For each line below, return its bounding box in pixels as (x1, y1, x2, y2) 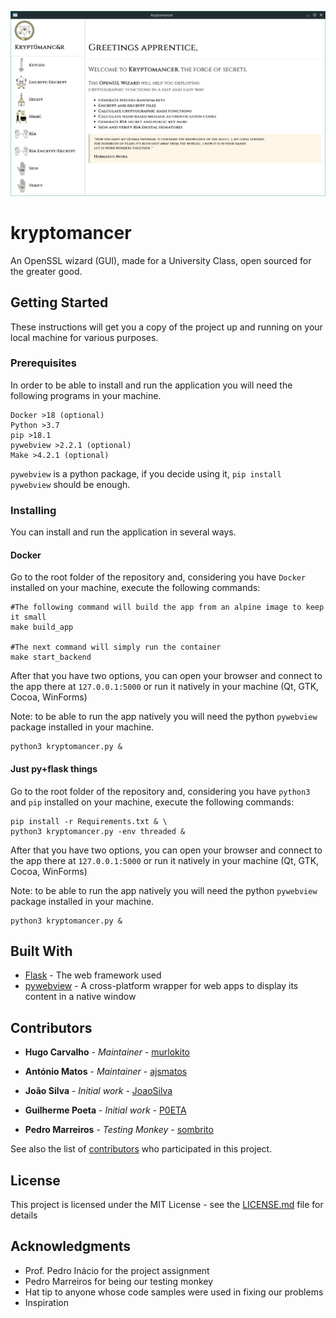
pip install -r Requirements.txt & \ (10, 816, 168, 826)
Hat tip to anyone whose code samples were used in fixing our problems (24, 1286, 324, 1298)
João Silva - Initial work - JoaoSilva (24, 1085, 173, 1097)
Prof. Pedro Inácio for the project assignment (24, 1264, 210, 1276)
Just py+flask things (10, 762, 98, 775)
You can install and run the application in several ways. (10, 526, 237, 538)
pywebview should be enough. (10, 478, 131, 490)
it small (10, 612, 47, 623)
